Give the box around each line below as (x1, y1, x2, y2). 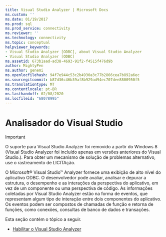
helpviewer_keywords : (5, 45, 50, 50)
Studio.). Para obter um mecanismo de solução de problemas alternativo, (5, 154, 156, 160)
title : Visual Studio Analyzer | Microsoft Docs (5, 7, 108, 13)
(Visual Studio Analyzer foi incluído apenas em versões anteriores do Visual (5, 149, 161, 155)
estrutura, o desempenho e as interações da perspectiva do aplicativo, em (5, 180, 158, 186)
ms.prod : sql (5, 21, 32, 27)
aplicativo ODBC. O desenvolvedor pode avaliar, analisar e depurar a (5, 175, 146, 181)
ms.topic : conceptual (5, 40, 50, 45)
